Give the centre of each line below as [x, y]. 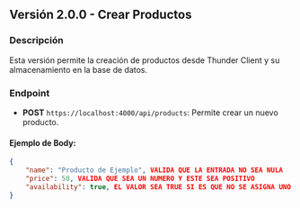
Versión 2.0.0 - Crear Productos [101, 15]
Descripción [37, 41]
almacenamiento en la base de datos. [79, 69]
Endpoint [30, 93]
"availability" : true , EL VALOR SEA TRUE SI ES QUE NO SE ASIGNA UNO [159, 187]
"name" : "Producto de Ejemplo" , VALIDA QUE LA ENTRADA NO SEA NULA [154, 170]
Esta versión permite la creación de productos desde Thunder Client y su [145, 60]
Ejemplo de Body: [43, 142]
